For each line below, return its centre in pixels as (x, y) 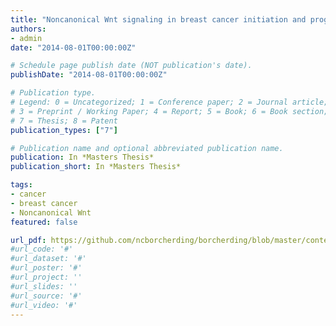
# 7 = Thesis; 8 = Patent (64, 121)
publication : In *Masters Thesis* (82, 157)
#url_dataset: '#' (48, 259)
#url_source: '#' (46, 296)
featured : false (44, 222)
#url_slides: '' (44, 286)
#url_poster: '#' (46, 268)
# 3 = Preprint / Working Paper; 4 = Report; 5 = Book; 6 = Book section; (169, 111)
